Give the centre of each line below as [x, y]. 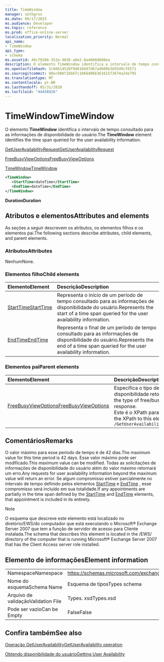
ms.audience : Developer [29, 23]
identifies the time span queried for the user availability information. [73, 140]
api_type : [15, 51]
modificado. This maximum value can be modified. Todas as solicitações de [81, 463]
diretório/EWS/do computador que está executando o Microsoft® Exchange [81, 524]
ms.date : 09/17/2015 [26, 19]
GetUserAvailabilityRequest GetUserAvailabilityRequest [60, 150]
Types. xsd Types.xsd [92, 598]
